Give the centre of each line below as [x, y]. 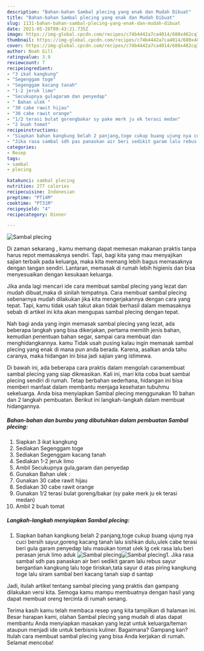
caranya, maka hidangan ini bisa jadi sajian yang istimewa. [80, 356]
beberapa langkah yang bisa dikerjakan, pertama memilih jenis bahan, [94, 330]
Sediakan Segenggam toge [49, 449]
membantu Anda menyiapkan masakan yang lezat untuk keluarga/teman [97, 623]
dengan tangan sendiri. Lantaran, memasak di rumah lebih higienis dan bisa [101, 268]
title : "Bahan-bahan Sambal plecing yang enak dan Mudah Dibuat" [91, 18]
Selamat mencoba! [30, 643]
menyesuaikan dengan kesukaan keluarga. [60, 275]
